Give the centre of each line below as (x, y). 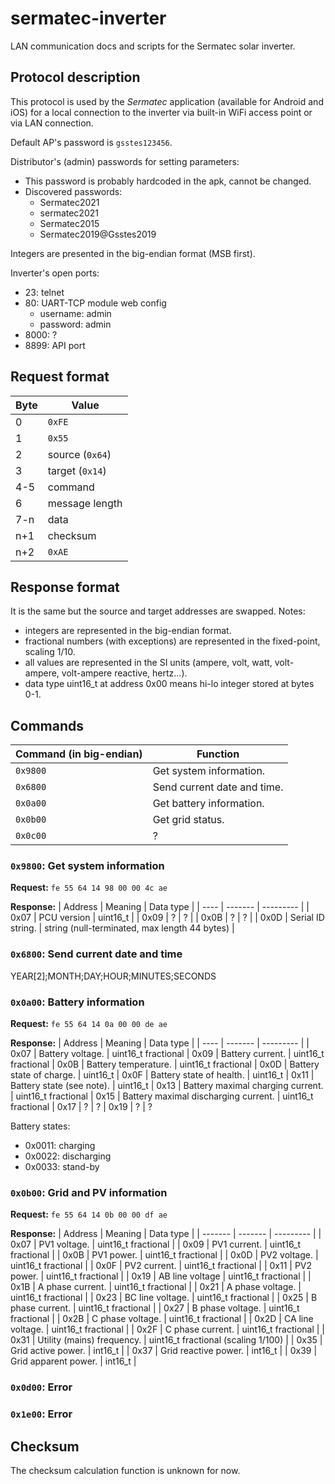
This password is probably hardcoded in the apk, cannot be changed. (168, 181)
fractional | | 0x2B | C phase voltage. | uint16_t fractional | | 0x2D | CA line (162, 1319)
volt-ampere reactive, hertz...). (124, 673)
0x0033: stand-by (62, 1167)
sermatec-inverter (88, 18)
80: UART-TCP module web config (95, 303)
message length (85, 503)
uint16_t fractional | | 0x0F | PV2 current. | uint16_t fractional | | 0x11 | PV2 (161, 1266)
